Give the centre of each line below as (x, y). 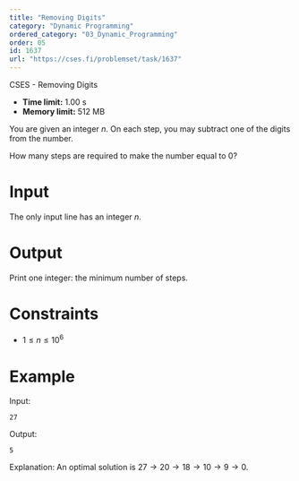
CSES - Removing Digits (54, 85)
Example (42, 376)
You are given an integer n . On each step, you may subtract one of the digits (150, 129)
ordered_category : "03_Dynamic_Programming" (94, 34)
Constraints (54, 314)
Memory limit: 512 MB (64, 112)
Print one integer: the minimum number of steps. (98, 278)
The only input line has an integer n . (75, 217)
